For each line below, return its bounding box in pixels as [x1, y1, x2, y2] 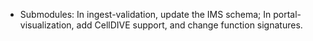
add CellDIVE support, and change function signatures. [76, 19, 303, 31]
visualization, [19, 19, 75, 31]
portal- [273, 9, 302, 20]
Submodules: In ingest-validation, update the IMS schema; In [19, 9, 272, 20]
